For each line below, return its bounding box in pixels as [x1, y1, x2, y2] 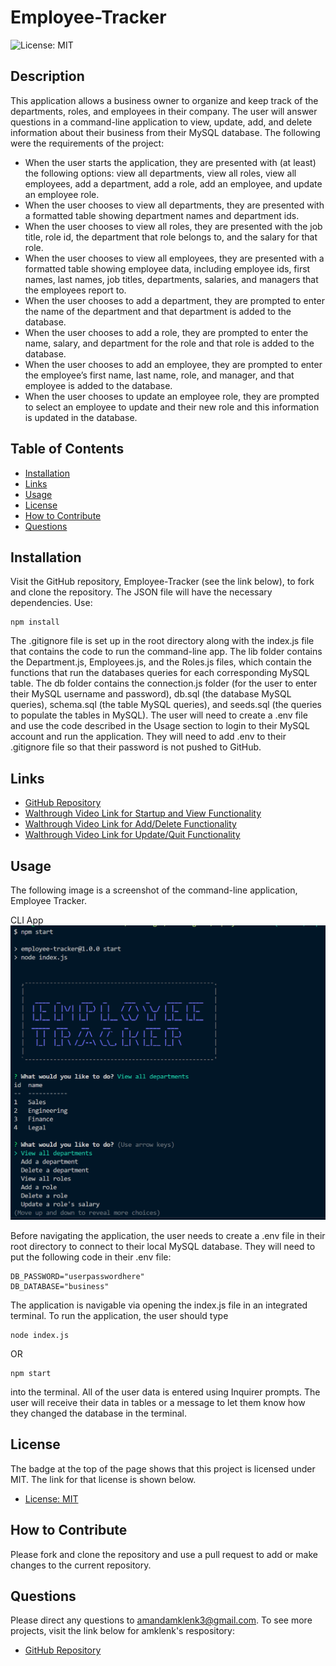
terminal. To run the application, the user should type [10, 1310, 229, 1322]
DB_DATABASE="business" [10, 1282, 110, 1292]
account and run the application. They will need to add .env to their [10, 731, 287, 743]
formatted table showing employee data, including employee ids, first [24, 262, 311, 275]
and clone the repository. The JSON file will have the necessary [10, 586, 273, 598]
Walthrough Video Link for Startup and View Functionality [24, 807, 262, 820]
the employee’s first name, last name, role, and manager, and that [24, 369, 295, 381]
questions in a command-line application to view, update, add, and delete [10, 116, 313, 128]
